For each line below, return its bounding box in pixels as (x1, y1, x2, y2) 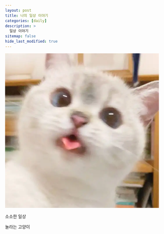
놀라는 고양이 (5, 224, 30, 230)
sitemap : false (5, 34, 36, 39)
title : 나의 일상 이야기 (5, 13, 49, 18)
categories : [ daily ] (5, 18, 47, 23)
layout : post (5, 8, 32, 13)
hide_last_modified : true (5, 39, 58, 44)
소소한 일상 (5, 213, 26, 219)
